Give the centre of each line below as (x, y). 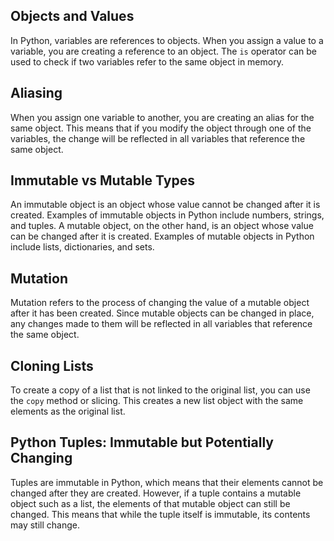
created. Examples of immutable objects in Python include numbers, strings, (167, 215)
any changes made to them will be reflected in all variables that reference (161, 324)
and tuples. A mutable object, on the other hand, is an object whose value (162, 226)
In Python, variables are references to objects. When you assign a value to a (167, 40)
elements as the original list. (68, 411)
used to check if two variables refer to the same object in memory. (147, 61)
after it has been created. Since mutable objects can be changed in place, (162, 313)
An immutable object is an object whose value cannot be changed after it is (165, 205)
